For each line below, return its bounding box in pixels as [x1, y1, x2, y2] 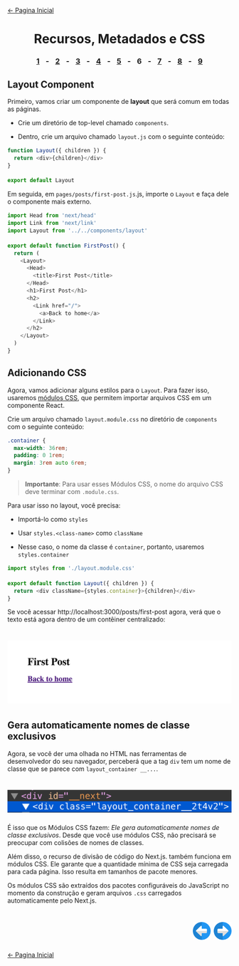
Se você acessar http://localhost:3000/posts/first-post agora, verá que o [7, 608, 221, 616]
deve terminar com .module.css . [24, 488, 119, 496]
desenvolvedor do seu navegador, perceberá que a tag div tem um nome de [7, 757, 231, 765]
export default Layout [7, 177, 75, 184]
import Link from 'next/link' [7, 220, 97, 227]
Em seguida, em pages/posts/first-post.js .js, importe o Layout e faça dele [7, 190, 230, 199]
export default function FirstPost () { [7, 242, 126, 249]
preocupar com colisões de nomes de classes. [7, 839, 144, 847]
